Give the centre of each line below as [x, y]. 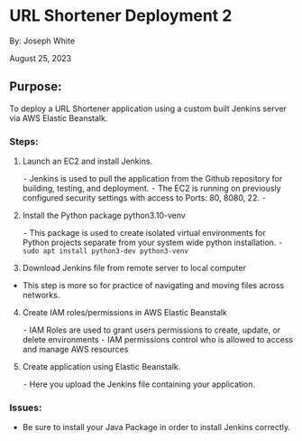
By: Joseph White [42, 41]
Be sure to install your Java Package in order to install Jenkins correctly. [156, 427]
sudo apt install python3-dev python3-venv [105, 251]
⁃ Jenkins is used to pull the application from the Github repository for [152, 179]
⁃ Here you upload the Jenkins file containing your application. [138, 384]
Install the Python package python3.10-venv [104, 216]
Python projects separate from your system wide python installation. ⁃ [153, 243]
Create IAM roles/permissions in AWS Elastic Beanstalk [124, 313]
